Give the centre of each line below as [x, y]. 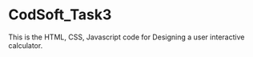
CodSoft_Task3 [60, 15]
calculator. [26, 45]
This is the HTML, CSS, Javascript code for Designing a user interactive [127, 37]
